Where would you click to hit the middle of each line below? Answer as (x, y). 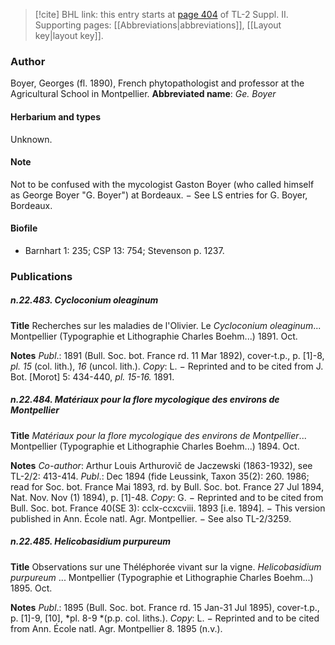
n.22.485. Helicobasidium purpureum (91, 541)
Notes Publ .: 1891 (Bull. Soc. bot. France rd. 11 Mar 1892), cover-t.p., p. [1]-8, (167, 355)
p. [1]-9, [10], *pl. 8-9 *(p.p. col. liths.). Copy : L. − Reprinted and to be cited (165, 618)
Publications (41, 276)
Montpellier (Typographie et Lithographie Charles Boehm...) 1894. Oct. (155, 446)
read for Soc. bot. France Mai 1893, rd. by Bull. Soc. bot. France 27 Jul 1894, (167, 486)
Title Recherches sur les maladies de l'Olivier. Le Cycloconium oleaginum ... (166, 325)
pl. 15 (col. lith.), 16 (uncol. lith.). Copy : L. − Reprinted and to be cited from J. (167, 366)
